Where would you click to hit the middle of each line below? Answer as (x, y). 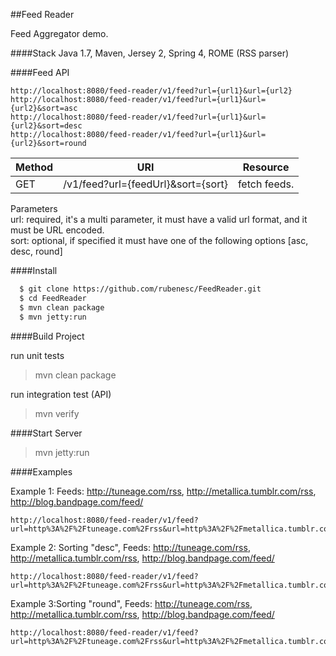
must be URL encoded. (57, 230)
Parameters (34, 208)
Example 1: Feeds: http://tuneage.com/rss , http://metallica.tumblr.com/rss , (163, 491)
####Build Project (47, 336)
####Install (34, 270)
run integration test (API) (61, 394)
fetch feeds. (266, 184)
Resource (266, 167)
